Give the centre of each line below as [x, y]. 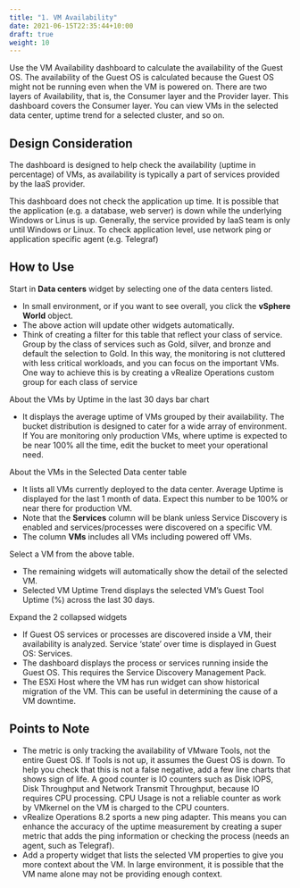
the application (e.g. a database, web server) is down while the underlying [146, 211]
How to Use [42, 268]
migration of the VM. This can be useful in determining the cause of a [150, 691]
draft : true [31, 34]
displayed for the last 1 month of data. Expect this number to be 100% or [155, 498]
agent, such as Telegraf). [68, 845]
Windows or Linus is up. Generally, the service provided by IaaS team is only [150, 221]
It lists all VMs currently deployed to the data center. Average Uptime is [153, 489]
